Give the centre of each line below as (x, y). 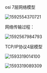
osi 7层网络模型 (20, 7)
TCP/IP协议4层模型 (24, 47)
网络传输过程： (20, 27)
